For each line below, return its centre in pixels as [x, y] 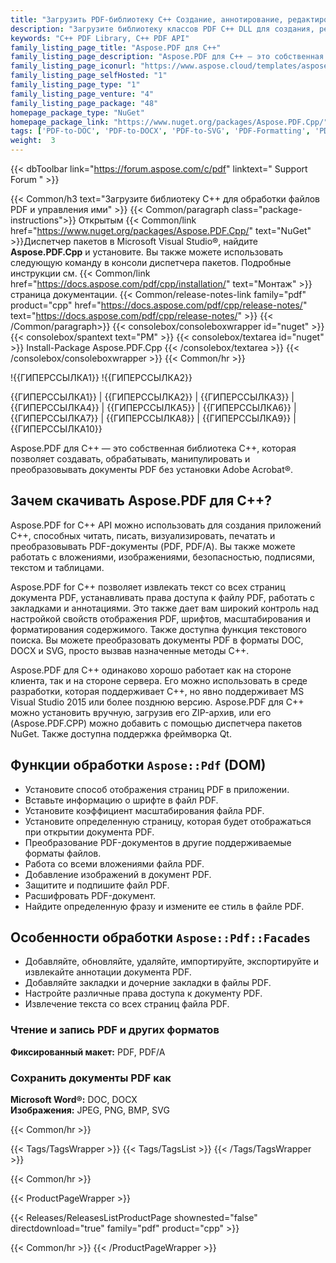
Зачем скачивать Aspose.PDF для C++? [141, 501]
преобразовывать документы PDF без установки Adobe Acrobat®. [152, 469]
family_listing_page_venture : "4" [82, 94]
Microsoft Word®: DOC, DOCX [74, 1100]
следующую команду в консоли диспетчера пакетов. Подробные [151, 262]
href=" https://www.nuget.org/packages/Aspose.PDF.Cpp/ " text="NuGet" [161, 230]
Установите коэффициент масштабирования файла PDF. [144, 810]
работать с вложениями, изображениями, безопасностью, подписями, [162, 557]
